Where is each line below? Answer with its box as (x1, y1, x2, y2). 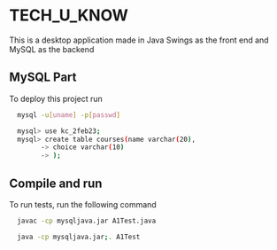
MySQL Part (9, 70, 77, 85)
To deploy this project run (9, 93, 104, 104)
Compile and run (9, 176, 103, 191)
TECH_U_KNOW (9, 5, 128, 26)
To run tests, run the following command (9, 199, 157, 209)
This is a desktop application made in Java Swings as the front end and (9, 35, 269, 45)
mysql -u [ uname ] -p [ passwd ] (17, 110, 121, 120)
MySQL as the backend (9, 43, 95, 54)
